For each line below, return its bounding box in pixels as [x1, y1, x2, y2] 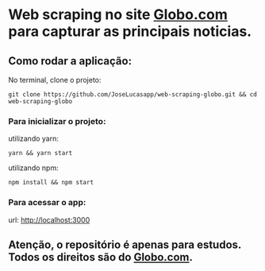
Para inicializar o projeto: [8, 115, 106, 126]
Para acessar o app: [8, 197, 86, 208]
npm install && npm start [8, 179, 94, 187]
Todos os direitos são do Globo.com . [8, 250, 193, 264]
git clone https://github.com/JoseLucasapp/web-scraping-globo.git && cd [8, 91, 258, 99]
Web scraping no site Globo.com [8, 6, 228, 24]
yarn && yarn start [8, 149, 73, 157]
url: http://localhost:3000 [8, 215, 90, 224]
